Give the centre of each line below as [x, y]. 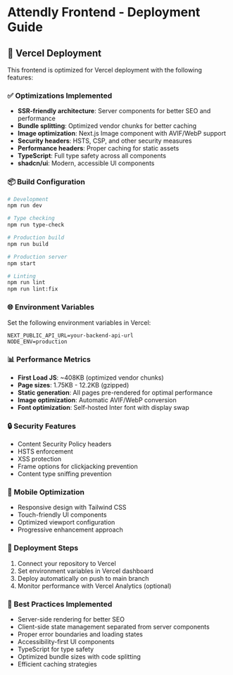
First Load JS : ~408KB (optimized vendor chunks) [90, 378]
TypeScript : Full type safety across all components [92, 156]
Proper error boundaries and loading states [80, 634]
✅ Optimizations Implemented [60, 96]
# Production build [36, 238]
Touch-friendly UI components [62, 515]
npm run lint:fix [33, 289]
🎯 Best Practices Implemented [60, 604]
